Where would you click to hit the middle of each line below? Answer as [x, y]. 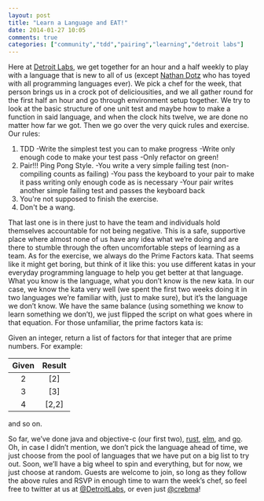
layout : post [29, 15]
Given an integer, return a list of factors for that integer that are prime [120, 338]
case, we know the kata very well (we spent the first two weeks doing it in [128, 289]
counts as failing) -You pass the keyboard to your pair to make [154, 174]
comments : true [33, 37]
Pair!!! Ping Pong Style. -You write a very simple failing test [114, 166]
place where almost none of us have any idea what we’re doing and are [123, 240]
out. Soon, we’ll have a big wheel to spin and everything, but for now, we [126, 464]
